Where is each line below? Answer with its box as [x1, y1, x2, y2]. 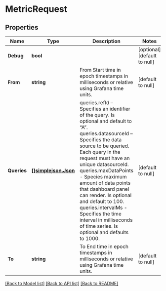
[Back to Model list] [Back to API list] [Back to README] [5, 281, 119, 286]
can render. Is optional [80, 192, 132, 199]
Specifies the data [80, 136, 122, 143]
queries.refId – [80, 99, 114, 106]
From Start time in [80, 67, 121, 73]
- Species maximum [80, 173, 127, 180]
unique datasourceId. [80, 161, 129, 167]
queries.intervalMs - [80, 204, 127, 211]
